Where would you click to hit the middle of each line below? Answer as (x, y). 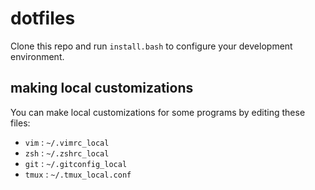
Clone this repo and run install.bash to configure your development (151, 46)
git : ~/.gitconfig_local (76, 163)
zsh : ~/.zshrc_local (67, 153)
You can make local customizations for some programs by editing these (158, 112)
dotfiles (43, 18)
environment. (37, 56)
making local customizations (102, 88)
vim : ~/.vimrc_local (67, 142)
